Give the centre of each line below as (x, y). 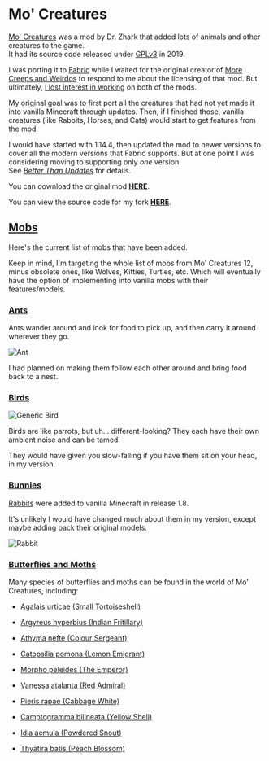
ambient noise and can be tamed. (64, 440)
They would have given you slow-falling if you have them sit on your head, (133, 456)
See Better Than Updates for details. (70, 170)
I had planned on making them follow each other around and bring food (128, 368)
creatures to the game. (47, 45)
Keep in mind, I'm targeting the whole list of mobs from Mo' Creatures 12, (131, 263)
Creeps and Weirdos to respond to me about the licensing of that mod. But (133, 78)
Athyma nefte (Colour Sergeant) (74, 638)
